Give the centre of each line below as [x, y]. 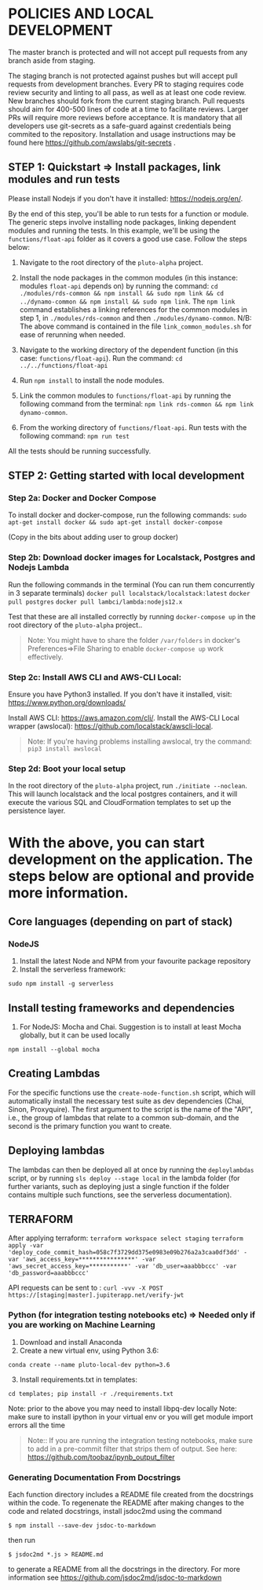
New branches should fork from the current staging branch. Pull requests [126, 101]
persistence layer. [37, 811]
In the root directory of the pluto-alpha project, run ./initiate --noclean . [128, 786]
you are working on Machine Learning [82, 1325]
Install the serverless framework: [73, 969]
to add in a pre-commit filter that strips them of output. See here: [132, 1449]
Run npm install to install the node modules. [92, 380]
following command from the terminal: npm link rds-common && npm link [137, 404]
